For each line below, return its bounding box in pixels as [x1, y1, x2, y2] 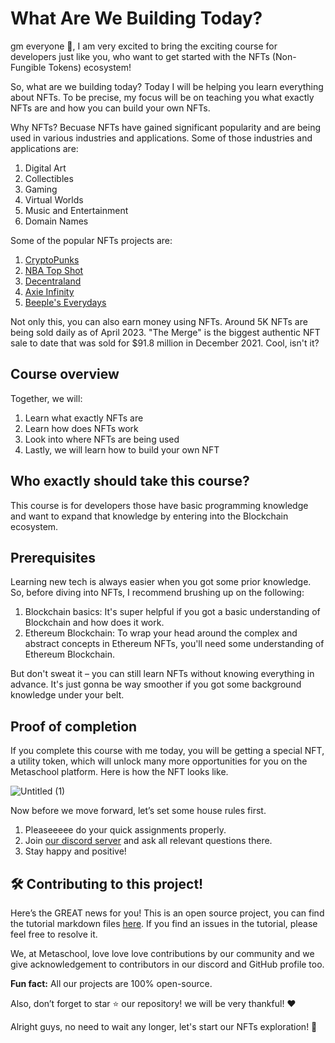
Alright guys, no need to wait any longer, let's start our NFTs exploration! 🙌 [10, 1021, 318, 1032]
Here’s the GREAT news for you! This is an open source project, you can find [10, 907, 325, 919]
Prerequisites [10, 549, 96, 566]
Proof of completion [10, 718, 138, 735]
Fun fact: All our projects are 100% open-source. [10, 978, 213, 989]
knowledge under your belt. [10, 689, 125, 701]
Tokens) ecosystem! [48, 61, 132, 73]
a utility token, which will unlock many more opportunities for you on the [10, 755, 308, 767]
